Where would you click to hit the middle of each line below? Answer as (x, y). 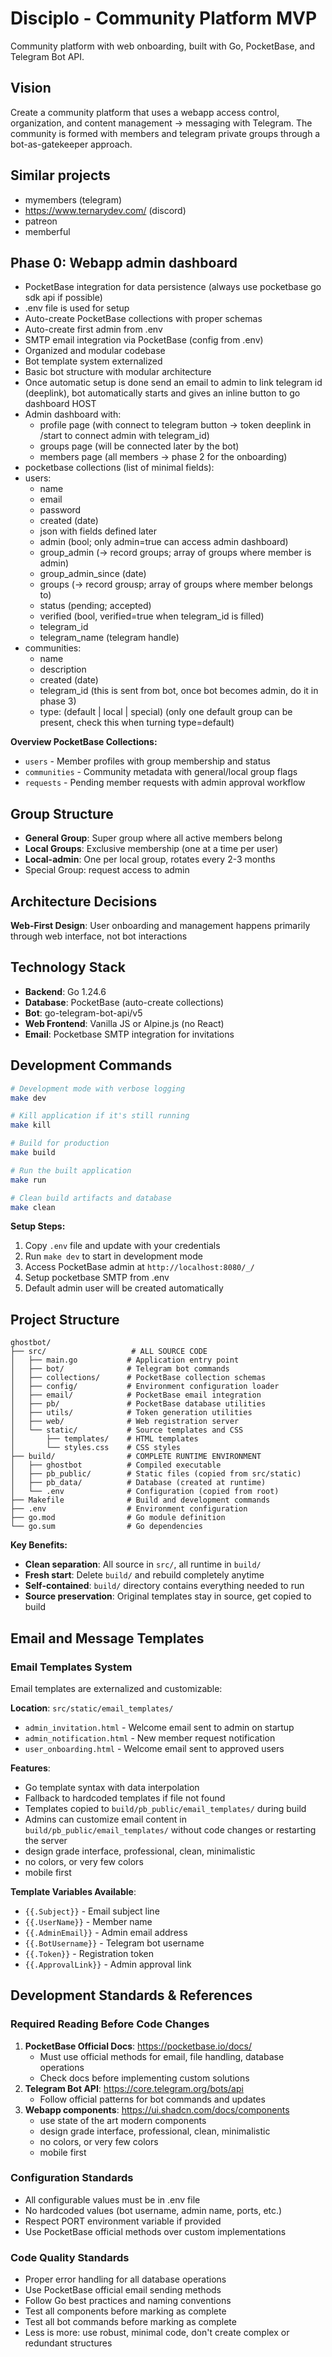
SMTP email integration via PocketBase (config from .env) (144, 340)
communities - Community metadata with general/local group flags (161, 772)
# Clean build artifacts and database (91, 1198)
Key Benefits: (39, 1545)
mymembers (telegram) (73, 199)
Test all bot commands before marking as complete (130, 2322)
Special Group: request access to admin (107, 870)
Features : (30, 1768)
